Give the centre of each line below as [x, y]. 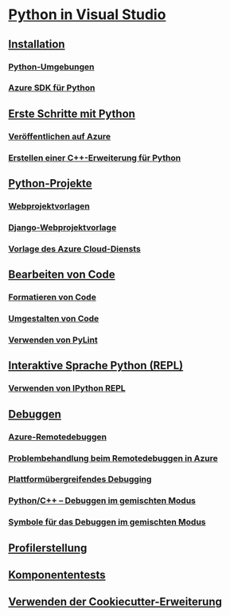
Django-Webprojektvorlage [62, 227]
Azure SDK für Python [52, 88]
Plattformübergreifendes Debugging [80, 479]
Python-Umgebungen [51, 67]
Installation [37, 44]
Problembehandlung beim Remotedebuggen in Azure [113, 458]
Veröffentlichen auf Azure [60, 136]
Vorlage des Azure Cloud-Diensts [74, 248]
